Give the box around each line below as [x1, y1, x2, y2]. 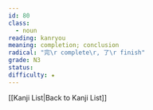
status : [8, 64, 34, 72]
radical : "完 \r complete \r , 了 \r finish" [8, 49, 146, 57]
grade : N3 [8, 57, 41, 65]
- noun [15, 26, 37, 34]
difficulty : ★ [8, 71, 56, 79]
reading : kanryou [8, 33, 66, 42]
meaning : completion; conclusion [8, 41, 120, 49]
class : [8, 19, 30, 27]
